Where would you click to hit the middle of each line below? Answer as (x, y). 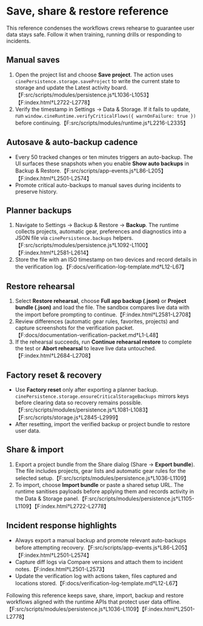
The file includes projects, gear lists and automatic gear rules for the (100, 471)
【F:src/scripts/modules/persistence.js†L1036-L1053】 (83, 95)
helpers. (123, 238)
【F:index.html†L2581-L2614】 (53, 253)
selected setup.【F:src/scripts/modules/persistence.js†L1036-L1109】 (102, 478)
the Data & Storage (38, 498)
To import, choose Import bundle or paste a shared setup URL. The (99, 485)
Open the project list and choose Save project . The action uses (94, 75)
